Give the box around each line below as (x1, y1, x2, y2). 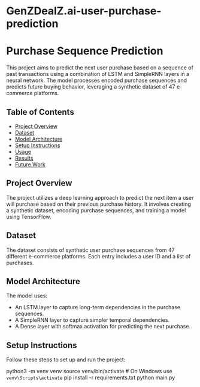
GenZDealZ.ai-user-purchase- (6, 4, 162, 18)
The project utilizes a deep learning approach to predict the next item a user (6, 194, 194, 201)
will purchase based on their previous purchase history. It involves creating (6, 200, 192, 208)
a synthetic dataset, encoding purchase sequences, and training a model (6, 206, 186, 214)
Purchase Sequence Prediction (6, 44, 163, 58)
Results (14, 154, 34, 161)
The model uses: (6, 292, 48, 300)
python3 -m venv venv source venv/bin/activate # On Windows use (6, 368, 172, 375)
